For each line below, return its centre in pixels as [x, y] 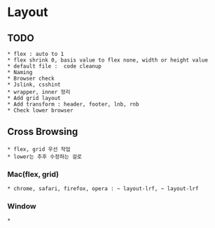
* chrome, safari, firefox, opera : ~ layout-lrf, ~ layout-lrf [103, 189]
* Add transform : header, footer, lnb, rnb [73, 104]
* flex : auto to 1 [36, 54]
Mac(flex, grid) [33, 174]
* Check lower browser [40, 111]
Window [22, 206]
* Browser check [31, 78]
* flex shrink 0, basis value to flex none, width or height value [108, 60]
